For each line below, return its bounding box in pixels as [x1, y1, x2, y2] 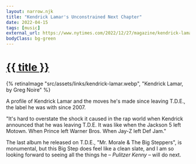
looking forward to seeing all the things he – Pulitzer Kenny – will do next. [6, 151, 181, 158]
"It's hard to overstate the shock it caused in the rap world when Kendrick [6, 115, 184, 122]
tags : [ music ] [6, 25, 41, 31]
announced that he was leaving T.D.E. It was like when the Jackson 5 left [6, 121, 181, 128]
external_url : [6, 30, 41, 36]
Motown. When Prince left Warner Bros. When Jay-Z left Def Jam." [6, 127, 166, 134]
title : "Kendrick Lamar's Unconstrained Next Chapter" [6, 14, 142, 20]
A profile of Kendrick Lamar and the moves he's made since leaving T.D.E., [6, 97, 185, 104]
